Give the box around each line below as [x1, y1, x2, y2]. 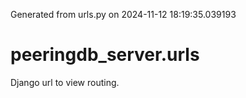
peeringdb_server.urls [10, 44, 200, 66]
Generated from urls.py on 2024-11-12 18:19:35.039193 [10, 9, 237, 20]
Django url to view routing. [10, 76, 120, 88]
